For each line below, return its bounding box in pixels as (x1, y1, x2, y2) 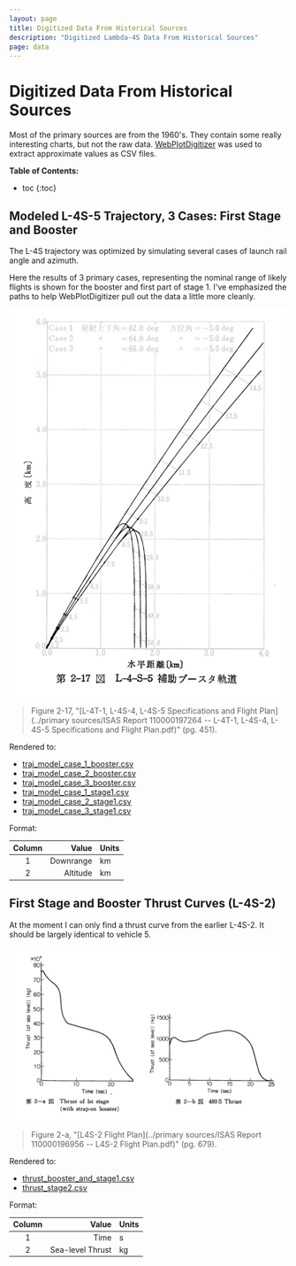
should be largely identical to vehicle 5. (9, 929, 152, 939)
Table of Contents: (9, 166, 80, 176)
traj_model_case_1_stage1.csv (21, 787, 130, 798)
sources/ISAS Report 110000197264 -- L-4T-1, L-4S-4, (71, 715, 269, 726)
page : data (9, 42, 49, 51)
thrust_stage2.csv (21, 1182, 88, 1193)
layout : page (9, 14, 57, 23)
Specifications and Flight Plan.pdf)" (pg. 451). (51, 724, 218, 735)
